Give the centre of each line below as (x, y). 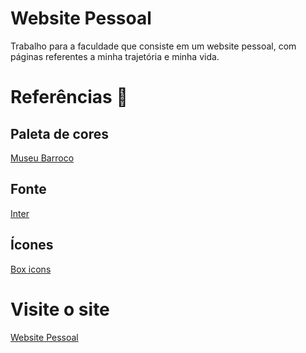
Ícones (32, 245)
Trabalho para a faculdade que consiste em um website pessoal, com (153, 46)
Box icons (31, 269)
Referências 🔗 (69, 97)
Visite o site (60, 309)
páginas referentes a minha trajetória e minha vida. (115, 56)
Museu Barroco (42, 158)
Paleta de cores (59, 133)
